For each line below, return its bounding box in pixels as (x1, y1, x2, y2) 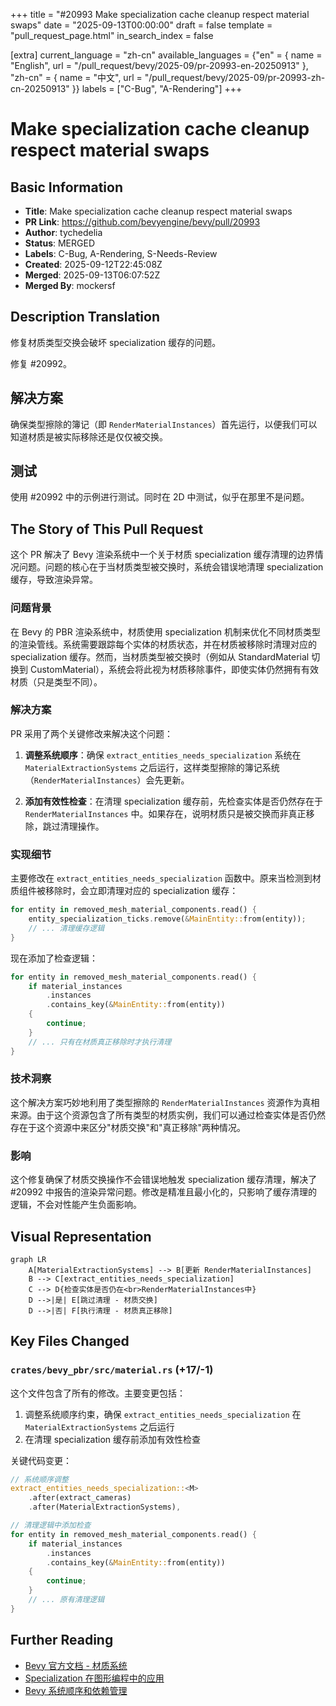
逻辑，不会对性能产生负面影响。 (10, 1199, 142, 1211)
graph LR (10, 1254, 47, 1264)
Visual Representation (10, 1228, 152, 1245)
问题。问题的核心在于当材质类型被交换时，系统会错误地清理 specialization (18, 561, 324, 573)
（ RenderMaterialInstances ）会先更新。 (24, 774, 190, 786)
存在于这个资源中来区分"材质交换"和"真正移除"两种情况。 (10, 1121, 247, 1133)
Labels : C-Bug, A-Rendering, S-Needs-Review (24, 248, 218, 259)
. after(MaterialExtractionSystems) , (28, 1502, 182, 1513)
